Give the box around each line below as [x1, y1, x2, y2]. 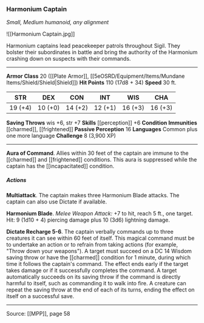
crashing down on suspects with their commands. [6, 55, 131, 63]
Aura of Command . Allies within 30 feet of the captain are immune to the [6, 149, 189, 157]
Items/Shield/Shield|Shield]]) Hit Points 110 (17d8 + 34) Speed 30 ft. [6, 79, 177, 86]
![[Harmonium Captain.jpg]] [6, 30, 75, 38]
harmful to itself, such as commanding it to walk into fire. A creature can [6, 280, 186, 287]
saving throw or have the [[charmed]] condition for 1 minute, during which [6, 254, 191, 261]
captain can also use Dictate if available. [6, 198, 107, 205]
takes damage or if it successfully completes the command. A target [6, 267, 177, 274]
